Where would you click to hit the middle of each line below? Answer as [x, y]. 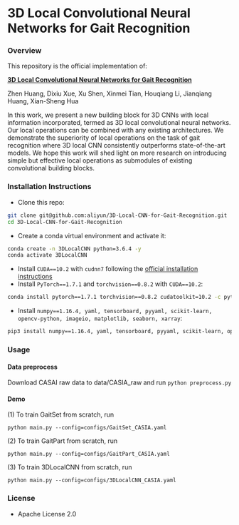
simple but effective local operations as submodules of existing [100, 160]
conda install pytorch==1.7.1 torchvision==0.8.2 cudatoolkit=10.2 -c [114, 297]
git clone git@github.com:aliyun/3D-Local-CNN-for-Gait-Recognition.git [117, 215]
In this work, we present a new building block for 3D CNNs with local [108, 115]
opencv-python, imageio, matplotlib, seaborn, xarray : [100, 318]
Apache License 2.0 [47, 514]
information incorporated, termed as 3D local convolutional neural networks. [119, 123]
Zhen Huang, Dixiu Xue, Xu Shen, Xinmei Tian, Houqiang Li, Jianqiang [110, 93]
